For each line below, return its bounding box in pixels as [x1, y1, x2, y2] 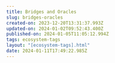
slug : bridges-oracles [6, 14, 63, 20]
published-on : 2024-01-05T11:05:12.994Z [6, 31, 110, 37]
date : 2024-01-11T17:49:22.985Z [6, 48, 87, 54]
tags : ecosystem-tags [6, 37, 61, 43]
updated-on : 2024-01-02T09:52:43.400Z [6, 25, 104, 32]
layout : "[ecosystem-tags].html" [6, 43, 90, 49]
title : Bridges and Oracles [6, 8, 77, 15]
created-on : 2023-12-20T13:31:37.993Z [6, 20, 104, 26]
